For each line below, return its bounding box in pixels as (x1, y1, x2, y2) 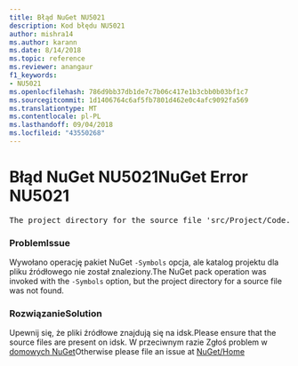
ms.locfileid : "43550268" (9, 129, 105, 138)
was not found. (9, 285, 65, 296)
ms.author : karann (9, 37, 77, 47)
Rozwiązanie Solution (9, 307, 102, 320)
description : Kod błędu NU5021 (9, 21, 125, 30)
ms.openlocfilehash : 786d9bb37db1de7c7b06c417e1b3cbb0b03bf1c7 (9, 87, 249, 96)
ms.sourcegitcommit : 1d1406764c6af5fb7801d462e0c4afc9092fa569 (9, 95, 249, 105)
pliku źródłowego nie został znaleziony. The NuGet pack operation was (9, 267, 267, 277)
